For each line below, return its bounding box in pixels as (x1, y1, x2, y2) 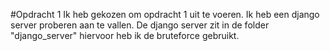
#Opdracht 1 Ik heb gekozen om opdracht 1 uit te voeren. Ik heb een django (10, 9, 320, 20)
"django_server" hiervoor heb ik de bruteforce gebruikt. (10, 30, 240, 41)
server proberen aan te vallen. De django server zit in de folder (10, 19, 270, 31)
